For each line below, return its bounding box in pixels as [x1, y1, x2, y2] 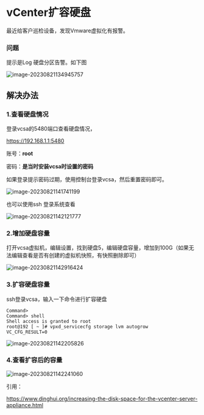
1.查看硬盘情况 [6, 110, 49, 118]
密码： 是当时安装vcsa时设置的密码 [6, 162, 94, 170]
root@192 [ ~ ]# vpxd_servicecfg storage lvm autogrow [6, 323, 149, 330]
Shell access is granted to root [6, 318, 91, 324]
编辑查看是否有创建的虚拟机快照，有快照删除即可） [11, 251, 140, 259]
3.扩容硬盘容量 [6, 280, 50, 289]
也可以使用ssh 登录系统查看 [6, 200, 76, 208]
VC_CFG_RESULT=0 [6, 329, 47, 335]
